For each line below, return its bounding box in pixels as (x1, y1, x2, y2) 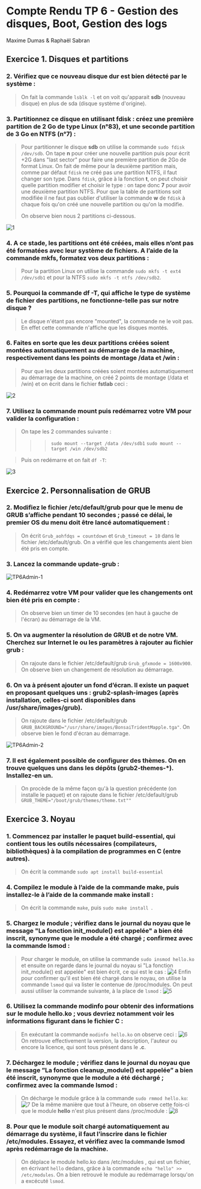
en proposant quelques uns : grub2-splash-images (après (6, 688, 179, 696)
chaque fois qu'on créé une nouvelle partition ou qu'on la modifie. (20, 200, 184, 208)
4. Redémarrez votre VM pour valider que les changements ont (6, 589, 193, 597)
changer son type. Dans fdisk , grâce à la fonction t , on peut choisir (20, 175, 188, 182)
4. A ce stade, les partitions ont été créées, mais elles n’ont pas (6, 239, 194, 247)
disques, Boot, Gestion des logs (6, 17, 167, 31)
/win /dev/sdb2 (70, 446, 108, 452)
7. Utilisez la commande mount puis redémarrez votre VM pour (6, 407, 192, 415)
